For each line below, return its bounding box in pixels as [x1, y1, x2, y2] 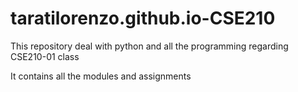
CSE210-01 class [10, 50, 80, 62]
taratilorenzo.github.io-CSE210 [10, 7, 276, 30]
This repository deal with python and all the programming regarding [10, 40, 289, 52]
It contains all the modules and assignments [10, 70, 192, 82]
